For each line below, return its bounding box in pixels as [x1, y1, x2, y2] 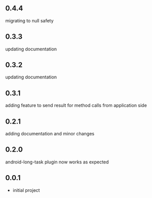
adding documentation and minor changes [5, 131, 94, 137]
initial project [12, 187, 40, 193]
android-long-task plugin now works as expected [5, 159, 109, 165]
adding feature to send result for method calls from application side [5, 102, 147, 108]
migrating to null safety [5, 17, 54, 23]
